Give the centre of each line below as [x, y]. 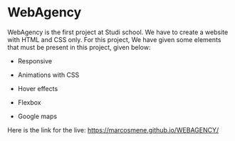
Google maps [37, 116]
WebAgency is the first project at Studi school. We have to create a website [118, 32]
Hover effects [38, 88]
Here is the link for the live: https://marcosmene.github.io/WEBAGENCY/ [113, 130]
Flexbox [29, 102]
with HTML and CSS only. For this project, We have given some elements [114, 39]
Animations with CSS [48, 75]
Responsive [35, 61]
